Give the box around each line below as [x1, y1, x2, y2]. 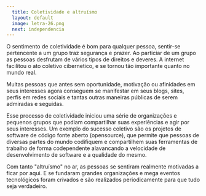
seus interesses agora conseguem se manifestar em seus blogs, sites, [6, 87, 184, 95]
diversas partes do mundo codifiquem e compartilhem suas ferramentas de [6, 138, 198, 146]
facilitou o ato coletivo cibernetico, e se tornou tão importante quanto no [6, 62, 190, 70]
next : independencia [12, 26, 65, 32]
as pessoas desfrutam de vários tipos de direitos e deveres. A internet [6, 56, 184, 63]
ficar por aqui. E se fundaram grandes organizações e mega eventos [6, 170, 180, 177]
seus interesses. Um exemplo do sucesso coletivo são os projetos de [6, 125, 181, 132]
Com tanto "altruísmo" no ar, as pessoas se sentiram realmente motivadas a [6, 163, 199, 170]
